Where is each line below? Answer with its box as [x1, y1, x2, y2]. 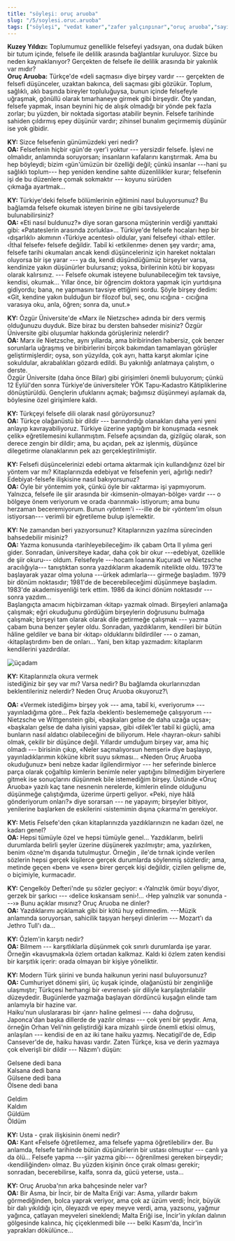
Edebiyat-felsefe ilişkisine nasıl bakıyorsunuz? [7, 475, 140, 484]
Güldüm [7, 1110, 30, 1118]
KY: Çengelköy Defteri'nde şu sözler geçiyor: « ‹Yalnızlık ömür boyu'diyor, [7, 884, 220, 893]
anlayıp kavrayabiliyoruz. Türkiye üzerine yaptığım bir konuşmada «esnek [7, 425, 219, 433]
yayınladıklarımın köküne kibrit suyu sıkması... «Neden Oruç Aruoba [7, 753, 202, 761]
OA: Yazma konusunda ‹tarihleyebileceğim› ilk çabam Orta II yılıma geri [7, 541, 213, 549]
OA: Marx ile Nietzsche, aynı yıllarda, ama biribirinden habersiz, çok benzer [7, 336, 225, 345]
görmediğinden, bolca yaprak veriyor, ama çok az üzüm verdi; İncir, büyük [7, 1196, 221, 1205]
